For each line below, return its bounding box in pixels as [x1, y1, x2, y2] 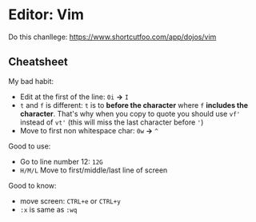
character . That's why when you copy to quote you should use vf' [19, 109, 241, 118]
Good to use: [8, 141, 51, 151]
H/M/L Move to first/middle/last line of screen [19, 165, 168, 175]
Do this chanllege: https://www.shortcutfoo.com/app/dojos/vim [8, 32, 217, 42]
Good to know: [8, 180, 58, 190]
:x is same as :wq [19, 204, 78, 214]
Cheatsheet [8, 55, 68, 69]
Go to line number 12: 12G [19, 157, 103, 166]
